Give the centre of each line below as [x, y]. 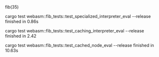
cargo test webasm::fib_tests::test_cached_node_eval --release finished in [80, 45]
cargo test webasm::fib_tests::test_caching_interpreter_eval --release [75, 31]
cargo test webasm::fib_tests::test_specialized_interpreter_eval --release [78, 16]
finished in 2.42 [21, 36]
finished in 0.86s [22, 21]
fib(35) [12, 7]
